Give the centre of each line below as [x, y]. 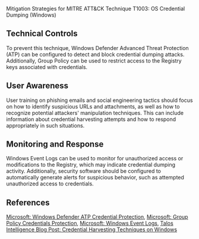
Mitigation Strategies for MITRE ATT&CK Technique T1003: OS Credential [96, 9]
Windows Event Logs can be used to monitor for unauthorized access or [95, 159]
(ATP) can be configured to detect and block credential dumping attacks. [95, 54]
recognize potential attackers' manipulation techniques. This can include [95, 113]
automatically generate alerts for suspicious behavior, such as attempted [95, 178]
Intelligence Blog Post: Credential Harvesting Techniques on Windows [91, 229]
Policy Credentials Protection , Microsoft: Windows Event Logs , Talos [90, 224]
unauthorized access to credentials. [50, 184]
